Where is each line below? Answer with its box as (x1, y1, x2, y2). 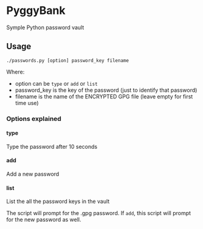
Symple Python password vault (6, 24, 84, 31)
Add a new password (6, 171, 60, 178)
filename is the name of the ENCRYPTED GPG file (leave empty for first (15, 92, 193, 100)
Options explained (6, 114, 62, 123)
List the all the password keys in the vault (6, 198, 110, 205)
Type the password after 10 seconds (6, 143, 98, 150)
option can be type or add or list (15, 80, 98, 87)
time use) (15, 99, 39, 106)
